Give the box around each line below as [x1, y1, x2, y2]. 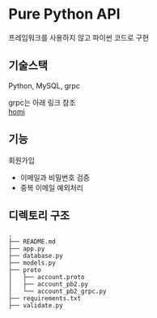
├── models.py [8, 259, 57, 268]
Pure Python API [8, 5, 121, 24]
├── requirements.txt [8, 294, 82, 303]
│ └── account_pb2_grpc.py [8, 287, 107, 296]
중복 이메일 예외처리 [19, 183, 83, 192]
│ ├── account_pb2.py [8, 281, 89, 289]
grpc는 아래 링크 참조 [8, 97, 76, 107]
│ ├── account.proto [8, 273, 85, 281]
